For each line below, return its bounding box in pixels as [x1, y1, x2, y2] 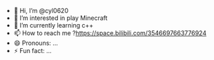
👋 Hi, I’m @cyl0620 [13, 7, 69, 14]
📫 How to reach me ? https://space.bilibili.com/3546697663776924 [13, 29, 207, 37]
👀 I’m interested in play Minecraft [13, 14, 108, 22]
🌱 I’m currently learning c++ [13, 21, 94, 29]
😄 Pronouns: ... [13, 39, 59, 47]
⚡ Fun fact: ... [13, 47, 52, 54]
